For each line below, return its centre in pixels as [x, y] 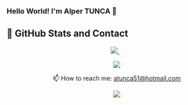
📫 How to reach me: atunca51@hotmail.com [117, 78]
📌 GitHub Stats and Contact [67, 34]
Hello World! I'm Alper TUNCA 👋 [62, 11]
